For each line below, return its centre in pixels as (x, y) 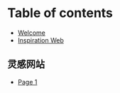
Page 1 (27, 82)
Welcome (32, 33)
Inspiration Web (40, 40)
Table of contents (60, 13)
